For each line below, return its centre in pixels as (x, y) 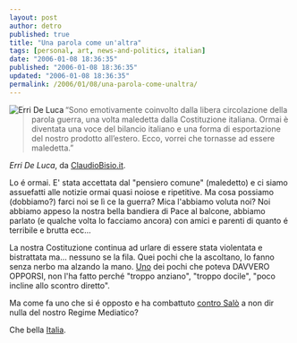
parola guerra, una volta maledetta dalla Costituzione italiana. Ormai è (160, 119)
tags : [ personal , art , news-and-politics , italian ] (107, 51)
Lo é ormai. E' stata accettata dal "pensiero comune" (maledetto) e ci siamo (148, 182)
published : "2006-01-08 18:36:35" (74, 68)
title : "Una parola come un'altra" (76, 43)
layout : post (34, 17)
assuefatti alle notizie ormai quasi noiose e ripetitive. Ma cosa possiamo (142, 192)
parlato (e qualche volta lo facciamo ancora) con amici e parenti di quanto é (149, 220)
